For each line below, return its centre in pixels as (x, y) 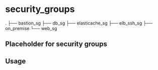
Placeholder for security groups (56, 44)
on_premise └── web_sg (31, 28)
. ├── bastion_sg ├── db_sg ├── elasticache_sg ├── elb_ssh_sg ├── (79, 23)
